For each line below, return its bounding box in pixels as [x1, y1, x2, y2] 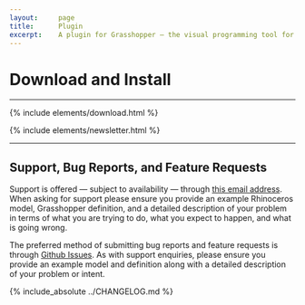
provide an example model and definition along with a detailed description [9, 259, 287, 270]
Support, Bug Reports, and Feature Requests [9, 159, 268, 175]
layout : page [9, 13, 75, 23]
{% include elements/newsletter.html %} [9, 125, 161, 136]
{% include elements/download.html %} [9, 108, 159, 119]
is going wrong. [9, 223, 68, 234]
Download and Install [9, 69, 172, 90]
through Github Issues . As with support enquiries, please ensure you [9, 250, 266, 261]
